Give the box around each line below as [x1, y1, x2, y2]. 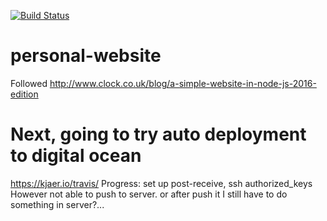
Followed [10, 77, 48, 89]
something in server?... [10, 198, 105, 210]
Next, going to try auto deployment [10, 123, 307, 146]
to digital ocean [10, 145, 142, 167]
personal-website [10, 45, 162, 67]
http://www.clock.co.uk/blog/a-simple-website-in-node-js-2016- [49, 77, 317, 89]
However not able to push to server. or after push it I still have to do [10, 188, 288, 200]
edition [10, 88, 39, 100]
